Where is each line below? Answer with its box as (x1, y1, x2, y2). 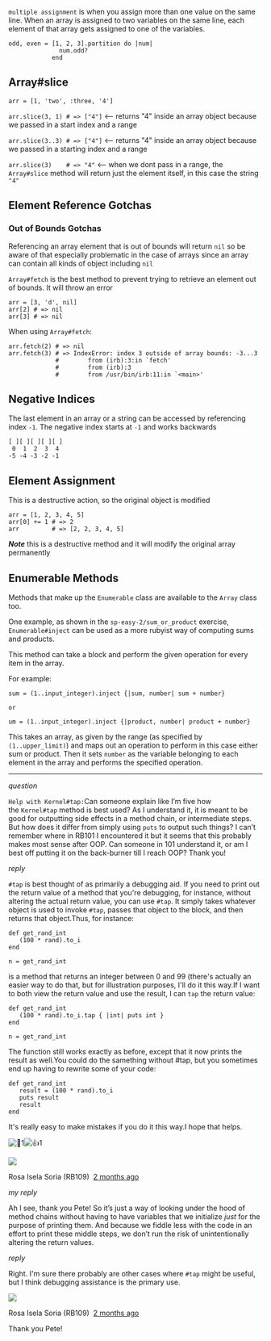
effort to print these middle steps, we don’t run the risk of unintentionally (8, 1229, 249, 1238)
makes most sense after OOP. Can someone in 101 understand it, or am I (8, 839, 248, 849)
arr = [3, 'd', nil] (8, 298, 78, 306)
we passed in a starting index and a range (8, 144, 148, 153)
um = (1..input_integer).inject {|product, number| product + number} (8, 718, 251, 726)
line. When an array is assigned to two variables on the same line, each (8, 15, 244, 25)
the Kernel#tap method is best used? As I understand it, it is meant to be (8, 805, 248, 815)
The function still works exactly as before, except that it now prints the (8, 1046, 243, 1056)
